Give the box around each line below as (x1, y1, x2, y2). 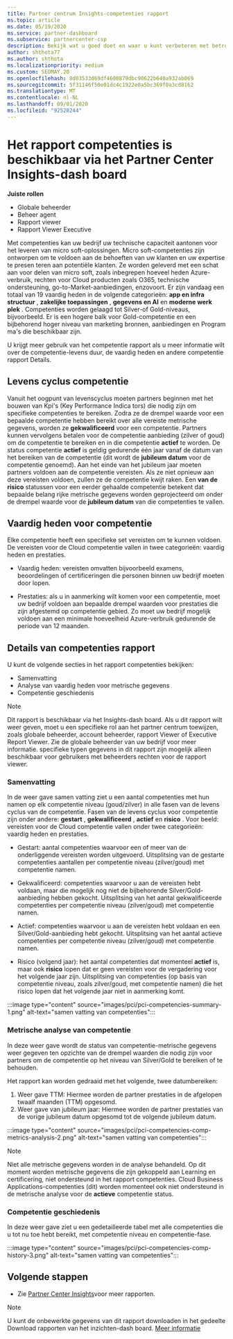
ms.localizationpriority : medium (7, 62, 104, 69)
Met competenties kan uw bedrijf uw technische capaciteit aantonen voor (7, 238, 218, 247)
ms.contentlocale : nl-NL (7, 95, 79, 101)
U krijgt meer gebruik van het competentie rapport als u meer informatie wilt (7, 340, 225, 349)
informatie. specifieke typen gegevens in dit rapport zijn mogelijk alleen (7, 745, 212, 754)
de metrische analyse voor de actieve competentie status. (7, 1190, 174, 1198)
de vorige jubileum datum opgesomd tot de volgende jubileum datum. (17, 1112, 216, 1121)
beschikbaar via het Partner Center (7, 151, 214, 167)
